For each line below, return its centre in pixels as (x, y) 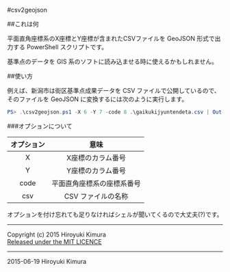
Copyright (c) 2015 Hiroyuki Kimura (56, 234)
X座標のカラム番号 (96, 158)
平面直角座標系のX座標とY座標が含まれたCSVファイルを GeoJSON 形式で (111, 38)
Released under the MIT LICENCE (54, 241)
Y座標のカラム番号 (96, 170)
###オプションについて (40, 126)
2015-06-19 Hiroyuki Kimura (47, 261)
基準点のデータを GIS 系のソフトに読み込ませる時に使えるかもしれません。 (112, 62)
